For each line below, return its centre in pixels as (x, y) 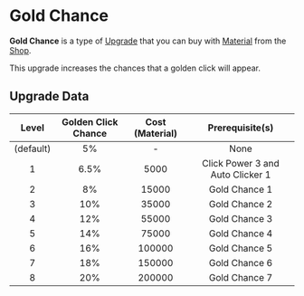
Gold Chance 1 (241, 189)
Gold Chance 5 (241, 248)
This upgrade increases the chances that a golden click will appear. (135, 68)
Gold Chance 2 (241, 204)
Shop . (20, 50)
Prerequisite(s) (241, 128)
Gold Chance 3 (241, 218)
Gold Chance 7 (241, 277)
